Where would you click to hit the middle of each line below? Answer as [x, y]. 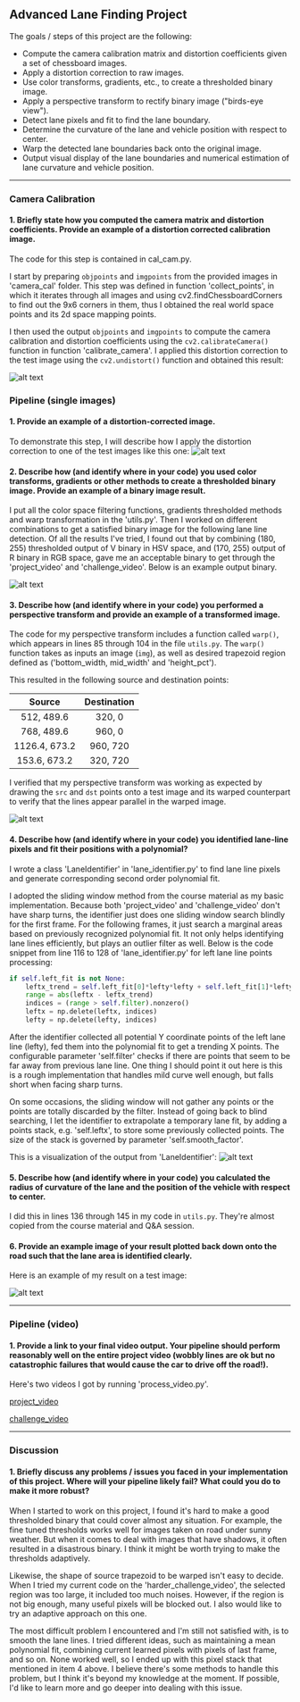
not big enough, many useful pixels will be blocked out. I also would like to [146, 1604]
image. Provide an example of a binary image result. [108, 490]
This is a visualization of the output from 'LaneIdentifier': [113, 1156]
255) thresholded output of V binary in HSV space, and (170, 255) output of [147, 548]
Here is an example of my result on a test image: [98, 1275]
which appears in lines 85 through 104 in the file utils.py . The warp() [137, 644]
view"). [35, 110]
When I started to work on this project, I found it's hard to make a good [139, 1510]
